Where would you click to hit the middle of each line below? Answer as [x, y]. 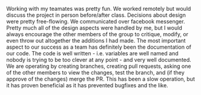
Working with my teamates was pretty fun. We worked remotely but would [99, 9]
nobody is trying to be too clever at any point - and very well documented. [99, 60]
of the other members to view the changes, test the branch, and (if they [95, 72]
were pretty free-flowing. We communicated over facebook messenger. [96, 21]
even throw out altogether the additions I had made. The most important [96, 41]
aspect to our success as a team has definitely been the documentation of [99, 47]
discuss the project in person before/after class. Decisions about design [96, 15]
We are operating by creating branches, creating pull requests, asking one [99, 66]
